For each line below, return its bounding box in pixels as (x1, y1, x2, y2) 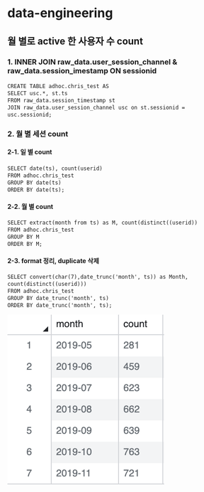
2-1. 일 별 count (7, 148, 52, 156)
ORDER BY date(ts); (7, 186, 65, 193)
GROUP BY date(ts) (7, 179, 62, 186)
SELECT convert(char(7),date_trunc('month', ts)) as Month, (7, 274, 189, 281)
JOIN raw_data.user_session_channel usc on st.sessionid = (7, 104, 186, 111)
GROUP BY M (7, 233, 40, 241)
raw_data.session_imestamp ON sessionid (7, 65, 157, 75)
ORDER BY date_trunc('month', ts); (7, 302, 113, 309)
